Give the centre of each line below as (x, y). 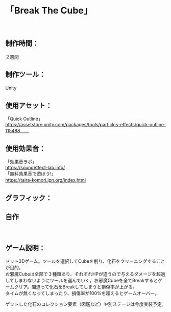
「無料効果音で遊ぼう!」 (31, 174)
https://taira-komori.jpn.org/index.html (45, 180)
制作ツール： (26, 75)
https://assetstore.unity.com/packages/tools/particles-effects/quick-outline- (86, 125)
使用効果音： (26, 149)
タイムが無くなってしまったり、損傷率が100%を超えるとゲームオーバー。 (82, 294)
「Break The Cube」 (49, 11)
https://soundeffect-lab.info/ (35, 168)
